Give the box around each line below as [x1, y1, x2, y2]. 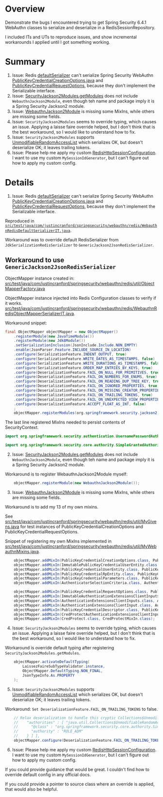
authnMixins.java [5, 548, 39, 554]
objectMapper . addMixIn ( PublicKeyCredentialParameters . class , [14, 576, 140, 581]
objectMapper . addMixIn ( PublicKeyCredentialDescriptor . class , [14, 607, 140, 612]
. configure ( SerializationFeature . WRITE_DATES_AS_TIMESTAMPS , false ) [14, 356, 155, 361]
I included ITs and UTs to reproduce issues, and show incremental [5, 34, 137, 40]
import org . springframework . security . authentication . [5, 434, 116, 439]
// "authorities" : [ [14, 720, 64, 725]
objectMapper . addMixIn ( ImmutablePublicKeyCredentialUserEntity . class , [14, 562, 160, 567]
